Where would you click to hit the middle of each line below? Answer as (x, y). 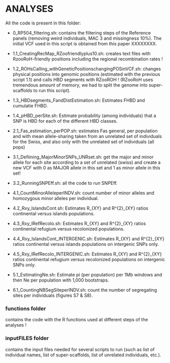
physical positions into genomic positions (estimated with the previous (86, 74)
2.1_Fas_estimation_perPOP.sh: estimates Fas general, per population (85, 131)
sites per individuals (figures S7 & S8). (53, 295)
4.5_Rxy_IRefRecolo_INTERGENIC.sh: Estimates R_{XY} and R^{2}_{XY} (87, 254)
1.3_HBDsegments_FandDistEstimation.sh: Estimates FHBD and (79, 100)
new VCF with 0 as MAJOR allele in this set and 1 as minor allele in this (86, 167)
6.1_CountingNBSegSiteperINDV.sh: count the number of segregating (85, 290)
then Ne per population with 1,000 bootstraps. (61, 280)
